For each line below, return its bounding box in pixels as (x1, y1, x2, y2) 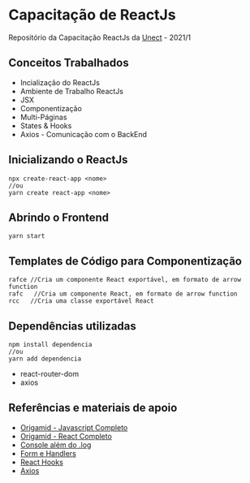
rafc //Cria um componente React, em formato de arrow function (8, 290, 238, 298)
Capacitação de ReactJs (8, 6, 176, 24)
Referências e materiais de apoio (8, 401, 178, 415)
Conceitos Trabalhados (8, 56, 129, 70)
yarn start (8, 232, 45, 240)
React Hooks (19, 457, 63, 467)
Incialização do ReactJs (19, 77, 100, 87)
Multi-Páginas (19, 112, 67, 122)
